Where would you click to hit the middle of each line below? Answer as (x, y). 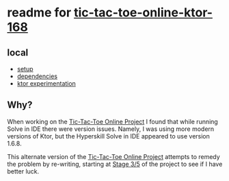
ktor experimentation (46, 83)
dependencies (37, 76)
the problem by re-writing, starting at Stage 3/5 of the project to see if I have (115, 164)
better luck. (23, 171)
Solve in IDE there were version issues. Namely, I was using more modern (111, 129)
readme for (39, 13)
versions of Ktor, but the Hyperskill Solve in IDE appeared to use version (109, 136)
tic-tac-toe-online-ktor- (144, 13)
